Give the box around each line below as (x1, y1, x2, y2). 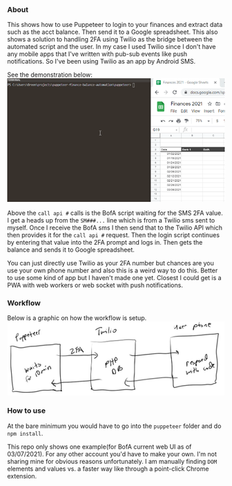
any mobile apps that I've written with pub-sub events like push (7, 50, 188, 58)
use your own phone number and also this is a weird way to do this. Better (7, 266, 218, 274)
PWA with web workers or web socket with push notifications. (7, 281, 183, 289)
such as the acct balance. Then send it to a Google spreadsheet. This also (7, 28, 218, 36)
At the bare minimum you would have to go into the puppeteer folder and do (7, 422, 222, 430)
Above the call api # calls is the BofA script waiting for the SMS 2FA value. (7, 209, 223, 217)
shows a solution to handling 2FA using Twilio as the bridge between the (7, 35, 213, 44)
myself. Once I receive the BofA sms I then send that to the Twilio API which (7, 223, 223, 232)
